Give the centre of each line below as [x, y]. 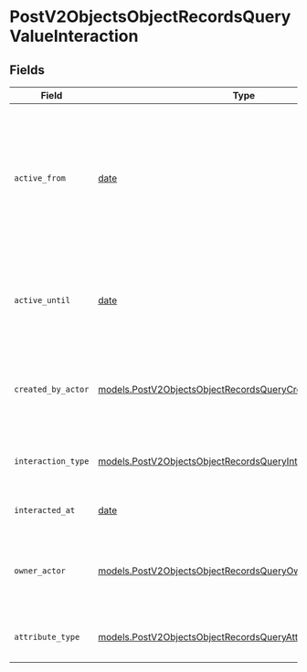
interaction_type [52, 462]
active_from [40, 178]
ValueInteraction [74, 36]
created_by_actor [52, 389]
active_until [42, 300]
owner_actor [40, 571]
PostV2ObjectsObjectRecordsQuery [150, 17]
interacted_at [45, 510]
